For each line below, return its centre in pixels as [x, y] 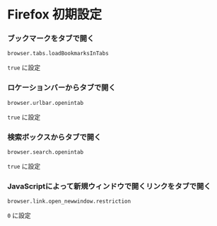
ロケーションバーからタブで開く [62, 88]
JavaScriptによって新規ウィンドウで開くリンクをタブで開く [109, 186]
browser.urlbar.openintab [45, 103]
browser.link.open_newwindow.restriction [69, 202]
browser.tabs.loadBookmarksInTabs [58, 54]
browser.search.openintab [45, 152]
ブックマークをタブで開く [51, 38]
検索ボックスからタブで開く [54, 137]
